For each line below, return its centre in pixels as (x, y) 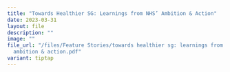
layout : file (26, 26)
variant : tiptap (30, 58)
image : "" (21, 39)
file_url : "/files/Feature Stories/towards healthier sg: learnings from (115, 45)
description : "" (30, 33)
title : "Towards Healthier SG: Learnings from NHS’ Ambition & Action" (112, 13)
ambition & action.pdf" (47, 52)
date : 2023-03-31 (32, 20)
